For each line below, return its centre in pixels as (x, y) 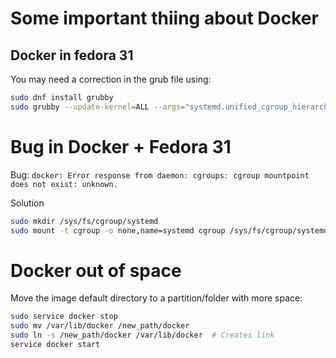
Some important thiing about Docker (164, 18)
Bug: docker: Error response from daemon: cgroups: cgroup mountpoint (160, 174)
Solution (27, 203)
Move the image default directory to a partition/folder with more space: (156, 298)
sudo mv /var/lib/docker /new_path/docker (100, 326)
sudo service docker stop (64, 317)
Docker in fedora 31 (72, 55)
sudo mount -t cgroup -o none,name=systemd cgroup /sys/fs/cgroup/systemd (169, 230)
